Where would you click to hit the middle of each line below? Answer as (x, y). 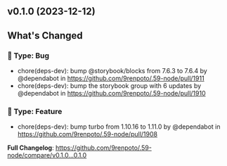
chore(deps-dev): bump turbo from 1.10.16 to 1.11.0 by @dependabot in (119, 127)
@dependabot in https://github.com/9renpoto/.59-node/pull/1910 (111, 94)
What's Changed (45, 36)
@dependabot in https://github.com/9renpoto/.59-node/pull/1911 (111, 78)
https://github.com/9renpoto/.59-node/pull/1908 (87, 134)
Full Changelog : (31, 148)
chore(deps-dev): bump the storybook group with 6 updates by (109, 86)
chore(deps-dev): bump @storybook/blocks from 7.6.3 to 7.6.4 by (112, 71)
